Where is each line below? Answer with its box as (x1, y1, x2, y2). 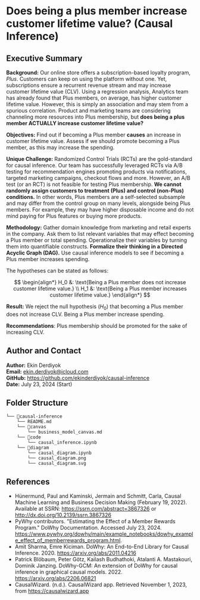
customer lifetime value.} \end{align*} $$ (49, 291, 151, 299)
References (6, 477, 50, 487)
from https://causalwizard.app (14, 587, 89, 595)
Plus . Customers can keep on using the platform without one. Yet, (6, 76, 167, 82)
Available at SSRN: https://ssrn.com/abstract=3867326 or (14, 505, 157, 512)
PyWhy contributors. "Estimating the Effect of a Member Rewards (14, 518, 176, 525)
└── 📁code (17, 434, 42, 440)
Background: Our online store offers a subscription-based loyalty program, (6, 69, 190, 76)
